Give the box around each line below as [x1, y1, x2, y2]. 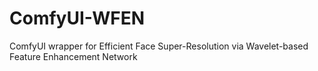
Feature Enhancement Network [9, 50, 138, 62]
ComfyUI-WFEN [9, 7, 146, 30]
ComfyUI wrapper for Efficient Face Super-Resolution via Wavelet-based [9, 40, 309, 52]
